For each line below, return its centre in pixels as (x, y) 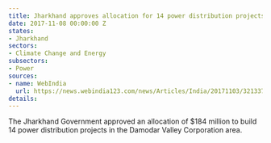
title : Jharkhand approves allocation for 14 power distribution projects (137, 16)
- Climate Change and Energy (57, 53)
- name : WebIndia (38, 83)
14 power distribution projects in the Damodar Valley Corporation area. (125, 130)
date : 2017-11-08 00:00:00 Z (57, 23)
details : (23, 99)
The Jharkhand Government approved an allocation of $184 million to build (133, 121)
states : (21, 31)
